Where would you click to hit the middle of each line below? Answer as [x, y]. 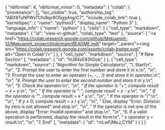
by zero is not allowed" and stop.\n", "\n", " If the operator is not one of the [81, 106]
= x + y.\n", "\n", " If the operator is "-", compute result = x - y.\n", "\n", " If [80, 91]
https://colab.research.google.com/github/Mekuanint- [73, 38]
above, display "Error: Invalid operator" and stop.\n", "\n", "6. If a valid [76, 112]
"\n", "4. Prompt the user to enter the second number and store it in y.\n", [79, 80]
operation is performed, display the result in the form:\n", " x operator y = [79, 117]
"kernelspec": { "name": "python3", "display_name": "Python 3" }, [72, 23]
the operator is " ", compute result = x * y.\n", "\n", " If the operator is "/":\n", [82, 96]
